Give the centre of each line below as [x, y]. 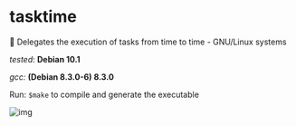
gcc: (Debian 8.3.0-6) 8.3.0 [62, 77]
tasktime [43, 17]
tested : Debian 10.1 [45, 59]
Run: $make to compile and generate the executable [104, 94]
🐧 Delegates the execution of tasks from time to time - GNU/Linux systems [148, 42]
